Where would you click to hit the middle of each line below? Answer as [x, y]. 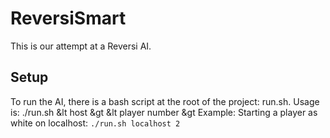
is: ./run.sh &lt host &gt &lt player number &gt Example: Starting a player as [164, 112]
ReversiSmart [68, 18]
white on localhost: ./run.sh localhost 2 [95, 123]
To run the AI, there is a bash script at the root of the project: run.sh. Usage [165, 101]
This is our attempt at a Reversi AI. [81, 46]
